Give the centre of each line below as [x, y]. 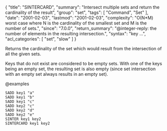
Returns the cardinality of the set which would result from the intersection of [83, 49]
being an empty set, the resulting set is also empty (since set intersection [81, 69]
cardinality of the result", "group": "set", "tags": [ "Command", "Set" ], [77, 12]
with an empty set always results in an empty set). [57, 74]
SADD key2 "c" [20, 106]
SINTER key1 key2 [23, 119]
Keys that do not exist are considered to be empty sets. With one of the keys [84, 64]
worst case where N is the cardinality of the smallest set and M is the [76, 23]
